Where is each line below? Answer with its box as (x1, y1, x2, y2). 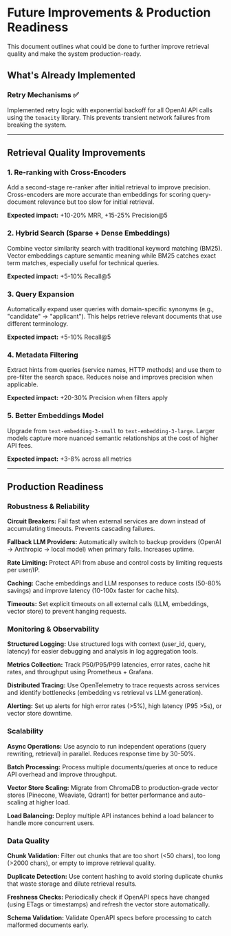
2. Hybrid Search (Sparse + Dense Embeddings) (7, 229, 170, 238)
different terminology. (7, 319, 69, 328)
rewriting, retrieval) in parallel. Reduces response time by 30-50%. (7, 749, 196, 758)
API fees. (7, 441, 33, 449)
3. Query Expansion (7, 289, 74, 299)
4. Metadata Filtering (7, 350, 79, 360)
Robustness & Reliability (7, 501, 90, 511)
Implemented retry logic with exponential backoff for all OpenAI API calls (7, 105, 213, 114)
